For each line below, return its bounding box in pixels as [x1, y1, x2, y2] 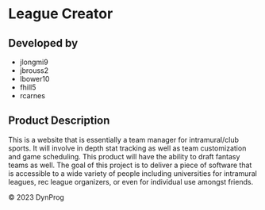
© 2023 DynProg [8, 192, 65, 202]
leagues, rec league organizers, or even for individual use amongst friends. [8, 177, 254, 186]
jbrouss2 [19, 66, 49, 75]
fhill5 [19, 82, 36, 92]
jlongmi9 [19, 57, 49, 67]
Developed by [8, 36, 79, 50]
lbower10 [19, 74, 50, 83]
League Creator [8, 5, 113, 23]
